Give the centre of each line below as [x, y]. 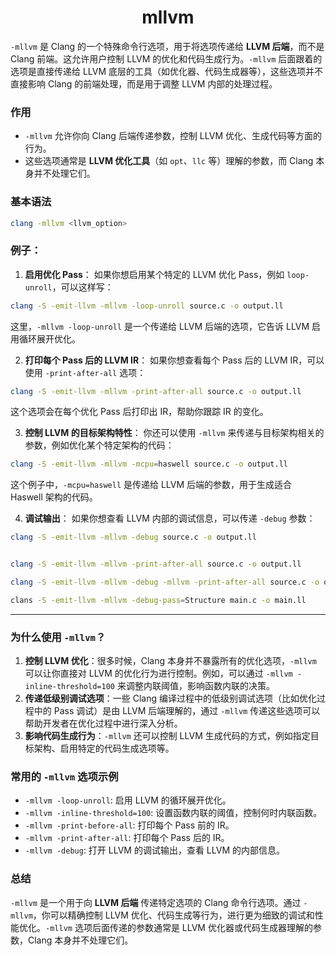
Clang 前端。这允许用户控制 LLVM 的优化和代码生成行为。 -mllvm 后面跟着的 [166, 58]
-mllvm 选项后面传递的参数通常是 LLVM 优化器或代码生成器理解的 [179, 927]
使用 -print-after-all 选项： [85, 372]
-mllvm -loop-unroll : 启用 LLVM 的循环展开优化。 [128, 800]
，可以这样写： [82, 287]
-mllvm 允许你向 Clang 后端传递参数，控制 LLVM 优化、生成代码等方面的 [173, 136]
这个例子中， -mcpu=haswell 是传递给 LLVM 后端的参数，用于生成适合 [151, 485]
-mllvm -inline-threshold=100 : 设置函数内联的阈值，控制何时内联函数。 [173, 813]
